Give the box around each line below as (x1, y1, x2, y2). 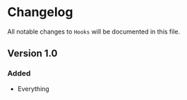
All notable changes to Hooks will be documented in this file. (7, 27, 181, 36)
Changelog (7, 4, 73, 20)
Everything (17, 85, 49, 93)
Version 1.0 (7, 48, 58, 59)
